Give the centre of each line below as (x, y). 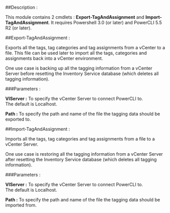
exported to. (18, 119)
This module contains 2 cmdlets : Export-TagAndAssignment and (75, 17)
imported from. (21, 205)
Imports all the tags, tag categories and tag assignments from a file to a (80, 139)
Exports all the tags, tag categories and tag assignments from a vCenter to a (85, 47)
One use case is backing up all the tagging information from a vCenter (79, 68)
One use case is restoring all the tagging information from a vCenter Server (84, 154)
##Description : (22, 7)
